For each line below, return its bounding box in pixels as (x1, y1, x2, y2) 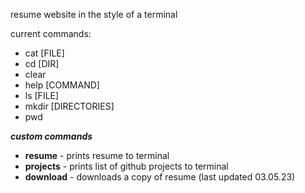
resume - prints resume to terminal (24, 150, 170, 161)
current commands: (10, 28, 92, 39)
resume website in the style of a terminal (10, 9, 178, 20)
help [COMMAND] (24, 79, 100, 91)
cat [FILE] (24, 47, 65, 59)
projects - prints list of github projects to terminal (24, 160, 229, 172)
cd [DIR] (24, 58, 60, 69)
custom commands (10, 130, 93, 142)
